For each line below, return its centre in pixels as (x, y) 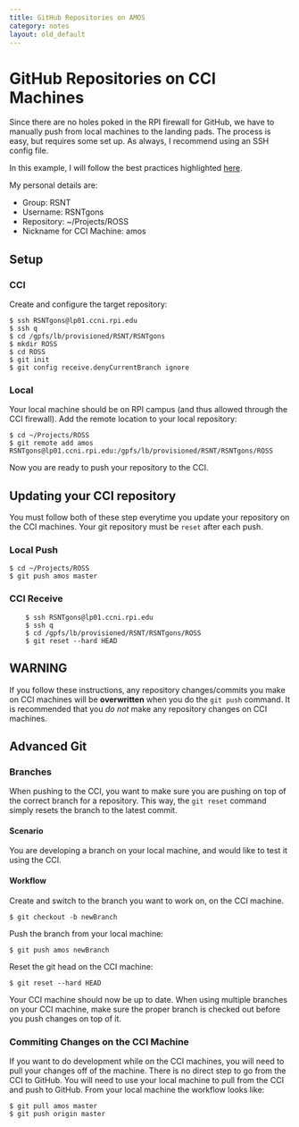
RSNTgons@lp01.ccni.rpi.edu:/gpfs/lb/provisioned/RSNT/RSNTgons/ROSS (141, 451)
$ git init (29, 360)
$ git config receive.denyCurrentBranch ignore (100, 368)
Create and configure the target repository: (88, 304)
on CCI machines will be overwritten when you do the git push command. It (150, 699)
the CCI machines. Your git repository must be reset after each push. (136, 527)
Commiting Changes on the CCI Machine (99, 1041)
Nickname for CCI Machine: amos (84, 231)
